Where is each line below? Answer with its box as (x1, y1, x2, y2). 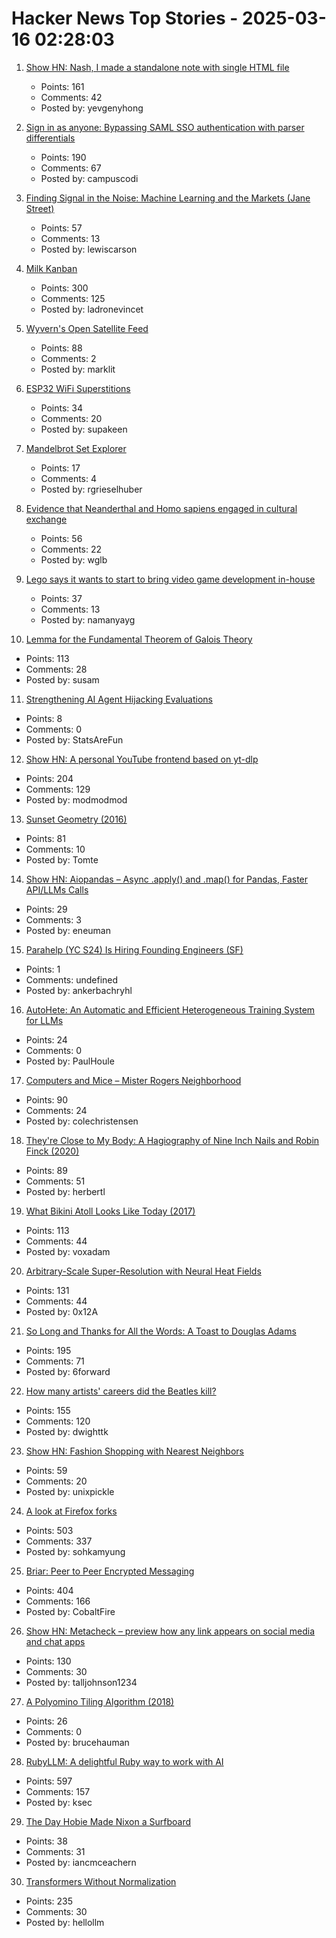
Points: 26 (25, 1715, 68, 1727)
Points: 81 (25, 832, 66, 844)
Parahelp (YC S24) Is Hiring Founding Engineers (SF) (25, 943, 244, 956)
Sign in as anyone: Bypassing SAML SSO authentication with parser (25, 121, 305, 133)
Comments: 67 (40, 162, 102, 174)
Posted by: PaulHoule (25, 1055, 115, 1067)
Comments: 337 (25, 1535, 93, 1547)
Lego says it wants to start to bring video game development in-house (25, 573, 316, 585)
